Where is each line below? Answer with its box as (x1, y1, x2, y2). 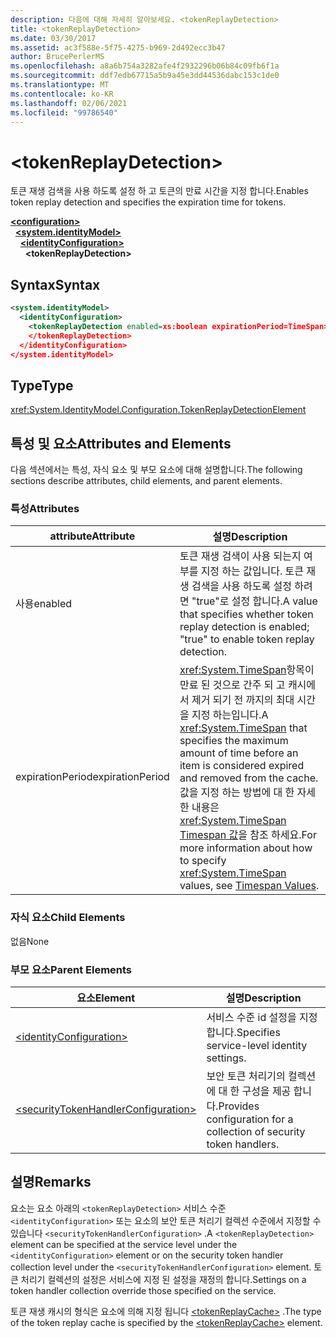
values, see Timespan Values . (179, 879, 320, 893)
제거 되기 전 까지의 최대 (191, 693, 295, 707)
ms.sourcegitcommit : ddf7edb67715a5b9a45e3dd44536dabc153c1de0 (10, 71, 280, 81)
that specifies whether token (179, 607, 314, 621)
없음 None (10, 935, 50, 947)
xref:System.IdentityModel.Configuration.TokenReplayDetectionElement (10, 404, 307, 416)
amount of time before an (179, 746, 299, 760)
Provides (218, 1099, 260, 1113)
